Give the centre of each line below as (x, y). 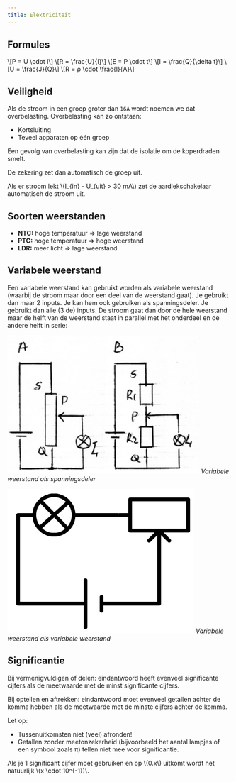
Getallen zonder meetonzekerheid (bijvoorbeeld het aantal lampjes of (119, 742)
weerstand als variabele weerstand (59, 638)
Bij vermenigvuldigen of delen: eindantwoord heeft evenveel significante (113, 678)
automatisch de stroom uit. (46, 194)
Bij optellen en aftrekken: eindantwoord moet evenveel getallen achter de (114, 699)
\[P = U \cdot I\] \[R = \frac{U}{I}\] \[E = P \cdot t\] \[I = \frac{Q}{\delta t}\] (115, 62)
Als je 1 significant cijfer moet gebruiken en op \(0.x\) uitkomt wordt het (111, 763)
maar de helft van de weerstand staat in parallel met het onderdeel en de (113, 318)
